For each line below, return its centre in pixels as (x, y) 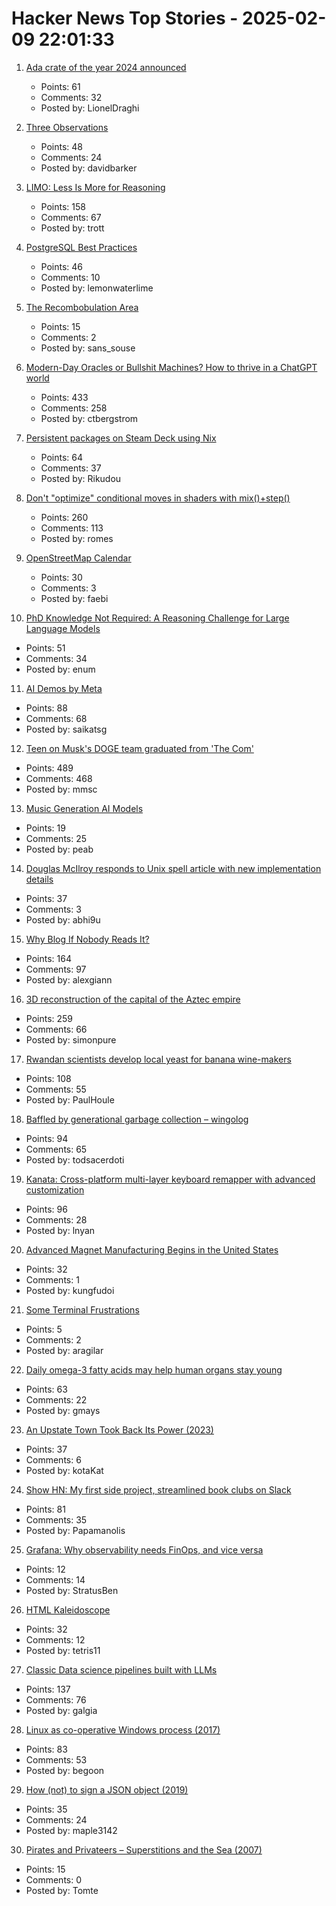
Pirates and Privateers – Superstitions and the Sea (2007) (144, 1849)
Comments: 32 (71, 97)
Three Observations (67, 127)
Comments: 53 (56, 1759)
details (39, 879)
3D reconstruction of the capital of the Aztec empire (133, 999)
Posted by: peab (59, 849)
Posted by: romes (77, 538)
